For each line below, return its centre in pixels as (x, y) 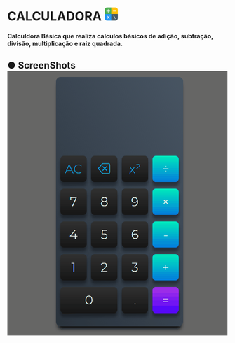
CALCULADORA (54, 16)
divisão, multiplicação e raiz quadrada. (65, 43)
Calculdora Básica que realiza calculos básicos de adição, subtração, (110, 36)
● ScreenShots (41, 65)
